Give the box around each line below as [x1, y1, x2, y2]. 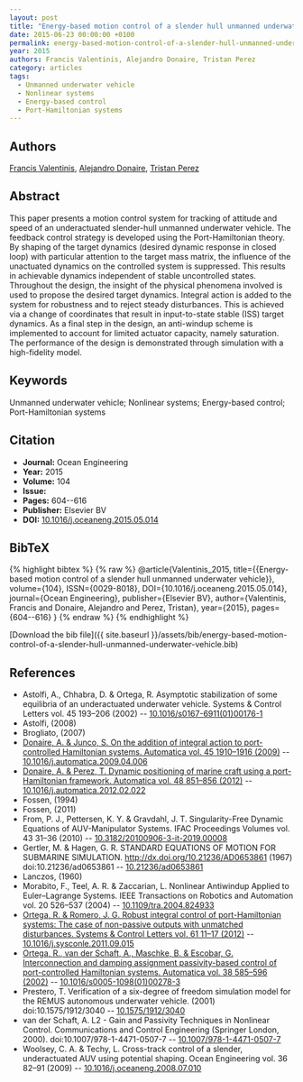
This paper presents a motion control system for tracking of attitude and [9, 213, 278, 224]
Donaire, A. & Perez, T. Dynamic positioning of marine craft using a [22, 766, 271, 776]
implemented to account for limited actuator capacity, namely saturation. [9, 327, 280, 338]
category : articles [9, 64, 83, 73]
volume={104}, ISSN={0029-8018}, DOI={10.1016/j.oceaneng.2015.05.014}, [9, 583, 288, 594]
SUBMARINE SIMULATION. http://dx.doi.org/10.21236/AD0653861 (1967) [22, 852, 293, 863]
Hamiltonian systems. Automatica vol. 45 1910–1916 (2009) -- [61, 747, 290, 757]
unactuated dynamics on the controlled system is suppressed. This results [9, 261, 286, 271]
